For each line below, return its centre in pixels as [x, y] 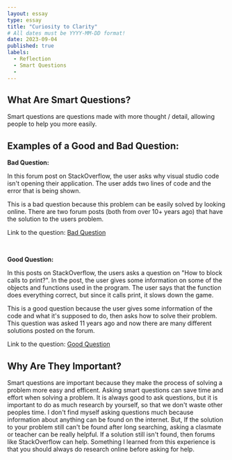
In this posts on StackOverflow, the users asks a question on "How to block [115, 273]
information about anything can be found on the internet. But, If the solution [115, 419]
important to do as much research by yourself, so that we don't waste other [115, 404]
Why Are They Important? [64, 366]
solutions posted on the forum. [51, 331]
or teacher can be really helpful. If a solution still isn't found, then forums [111, 434]
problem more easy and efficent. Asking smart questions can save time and [115, 390]
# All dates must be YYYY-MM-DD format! [67, 33]
